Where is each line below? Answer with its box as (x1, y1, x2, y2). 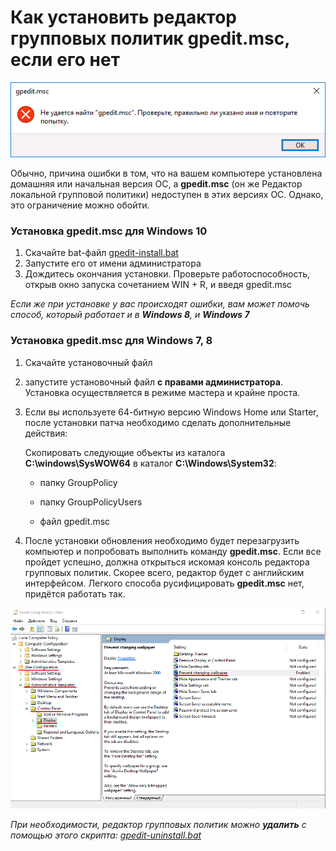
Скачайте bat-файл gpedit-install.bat (24, 247, 179, 259)
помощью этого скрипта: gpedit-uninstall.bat (10, 829, 202, 841)
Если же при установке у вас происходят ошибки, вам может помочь (10, 298, 310, 310)
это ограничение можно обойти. (10, 199, 150, 211)
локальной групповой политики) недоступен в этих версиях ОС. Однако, (10, 189, 324, 201)
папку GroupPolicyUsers (39, 496, 143, 508)
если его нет (10, 49, 120, 71)
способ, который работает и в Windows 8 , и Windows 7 (10, 309, 250, 321)
